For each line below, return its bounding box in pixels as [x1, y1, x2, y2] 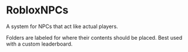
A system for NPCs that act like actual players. [6, 23, 119, 30]
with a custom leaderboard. [6, 40, 73, 47]
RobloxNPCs [6, 4, 69, 17]
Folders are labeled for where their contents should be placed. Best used [6, 34, 183, 41]
